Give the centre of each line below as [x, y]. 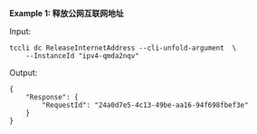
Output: [24, 72]
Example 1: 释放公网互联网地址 [67, 13]
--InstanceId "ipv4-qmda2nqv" [83, 56]
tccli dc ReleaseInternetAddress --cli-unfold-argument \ [123, 48]
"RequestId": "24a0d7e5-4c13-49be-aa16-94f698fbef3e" [145, 105]
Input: [20, 31]
